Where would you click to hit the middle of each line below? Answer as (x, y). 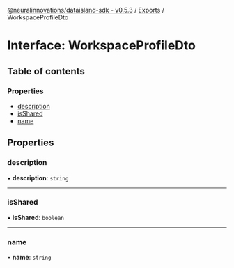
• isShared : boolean (36, 217)
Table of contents (46, 71)
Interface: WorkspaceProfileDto (102, 46)
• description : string (38, 178)
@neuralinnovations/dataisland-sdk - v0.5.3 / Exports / (86, 10)
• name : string (29, 258)
